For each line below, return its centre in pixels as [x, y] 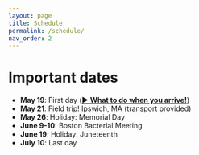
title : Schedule [35, 23]
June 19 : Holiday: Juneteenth [69, 134]
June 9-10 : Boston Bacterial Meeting [81, 126]
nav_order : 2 [30, 38]
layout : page [30, 16]
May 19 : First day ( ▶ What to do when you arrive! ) [105, 100]
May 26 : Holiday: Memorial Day [73, 117]
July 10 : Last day [48, 143]
